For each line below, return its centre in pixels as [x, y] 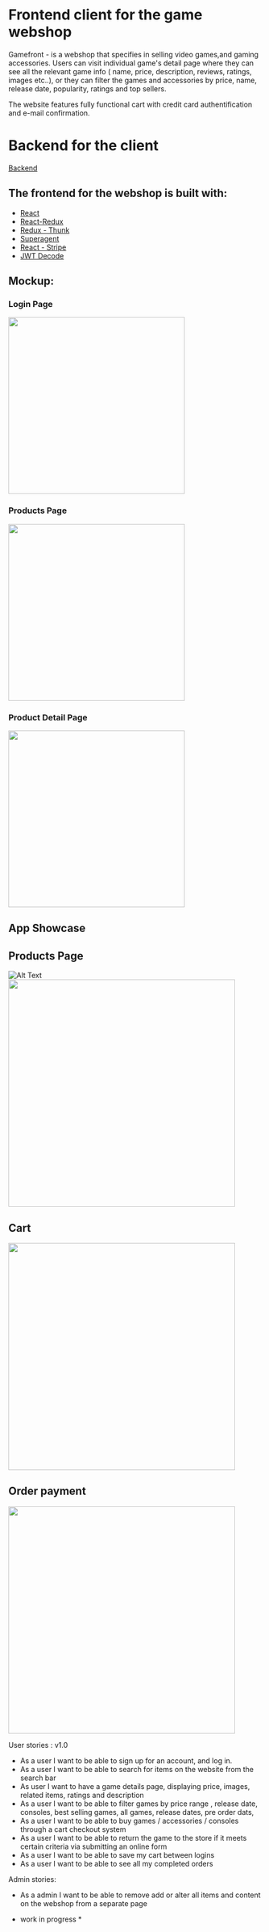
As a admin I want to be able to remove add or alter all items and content [140, 1895]
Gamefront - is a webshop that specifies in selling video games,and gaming [134, 54]
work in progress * [51, 1919]
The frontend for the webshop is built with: [118, 193]
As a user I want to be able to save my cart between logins [117, 1854]
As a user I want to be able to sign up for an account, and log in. [126, 1760]
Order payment [47, 1491]
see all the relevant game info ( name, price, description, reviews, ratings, [130, 71]
